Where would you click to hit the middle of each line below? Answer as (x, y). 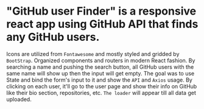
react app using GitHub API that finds (102, 24)
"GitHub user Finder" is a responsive (101, 11)
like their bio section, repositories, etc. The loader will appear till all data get (101, 93)
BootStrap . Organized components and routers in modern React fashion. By (101, 60)
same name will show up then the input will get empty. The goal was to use (100, 73)
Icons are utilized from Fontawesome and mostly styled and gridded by (93, 54)
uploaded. (19, 99)
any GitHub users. (53, 37)
